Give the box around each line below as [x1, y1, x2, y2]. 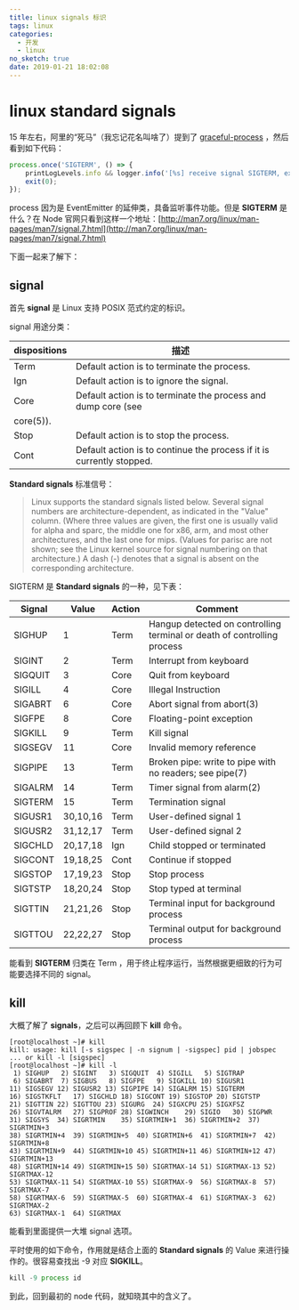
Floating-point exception [148, 713, 254, 725]
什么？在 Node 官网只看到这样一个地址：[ [9, 214, 162, 224]
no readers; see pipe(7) [148, 767, 247, 780]
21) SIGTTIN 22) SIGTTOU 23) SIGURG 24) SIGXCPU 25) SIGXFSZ [9, 1100, 245, 1109]
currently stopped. [75, 455, 153, 467]
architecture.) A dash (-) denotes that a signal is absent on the [30, 554, 260, 564]
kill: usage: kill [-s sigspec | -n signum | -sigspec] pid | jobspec [9, 1045, 277, 1055]
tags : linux [9, 21, 53, 30]
